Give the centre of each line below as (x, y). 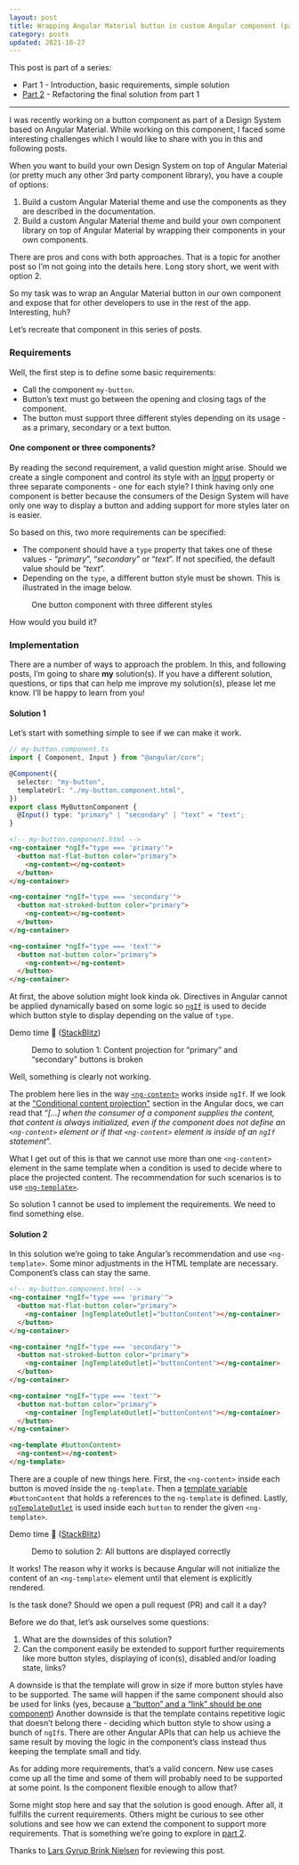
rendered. (28, 1587)
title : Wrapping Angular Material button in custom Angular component (143, 26)
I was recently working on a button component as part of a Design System (145, 120)
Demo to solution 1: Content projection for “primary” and (134, 1050)
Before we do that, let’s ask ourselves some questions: (109, 1622)
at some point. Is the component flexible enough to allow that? (123, 1787)
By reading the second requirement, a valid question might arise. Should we (148, 467)
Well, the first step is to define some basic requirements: (113, 372)
